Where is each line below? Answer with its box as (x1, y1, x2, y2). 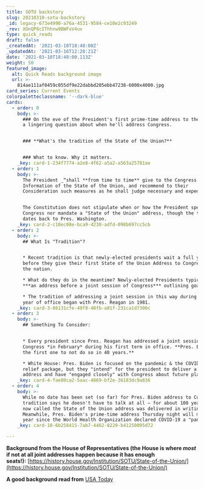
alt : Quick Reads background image (12, 71, 102, 77)
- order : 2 (12, 227, 39, 233)
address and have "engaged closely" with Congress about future (22, 372, 189, 378)
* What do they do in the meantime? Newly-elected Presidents (22, 277, 183, 283)
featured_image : (6, 65, 47, 72)
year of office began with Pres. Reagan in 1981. (22, 299, 151, 306)
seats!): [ (6, 457, 30, 465)
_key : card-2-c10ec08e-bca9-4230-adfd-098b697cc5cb (17, 221, 151, 228)
